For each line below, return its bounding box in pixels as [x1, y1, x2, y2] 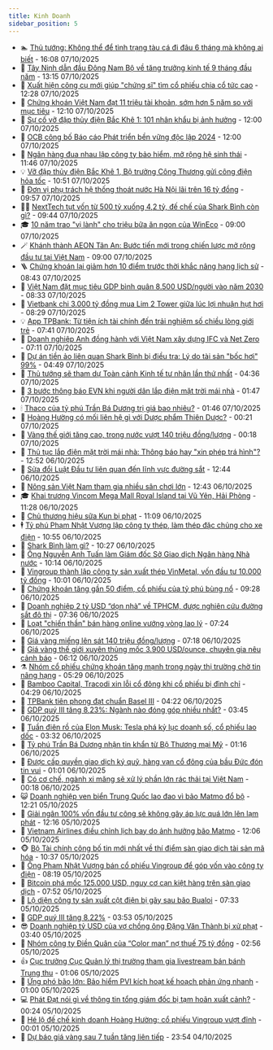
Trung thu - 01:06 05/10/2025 [19, 968, 119, 978]
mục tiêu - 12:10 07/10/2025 [19, 106, 115, 116]
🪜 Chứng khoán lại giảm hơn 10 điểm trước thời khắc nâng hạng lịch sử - [19, 261, 264, 271]
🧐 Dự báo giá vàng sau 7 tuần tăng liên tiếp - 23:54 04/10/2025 [19, 1031, 232, 1042]
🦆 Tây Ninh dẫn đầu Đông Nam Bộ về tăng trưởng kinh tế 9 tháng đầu [19, 63, 252, 72]
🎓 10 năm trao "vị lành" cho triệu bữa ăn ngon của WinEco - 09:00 [19, 219, 246, 229]
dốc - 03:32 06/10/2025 [19, 730, 102, 741]
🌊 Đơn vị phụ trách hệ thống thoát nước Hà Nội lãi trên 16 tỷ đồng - [19, 184, 245, 194]
